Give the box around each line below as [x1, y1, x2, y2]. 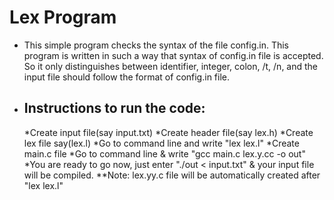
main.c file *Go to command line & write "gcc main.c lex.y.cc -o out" [23, 147, 306, 160]
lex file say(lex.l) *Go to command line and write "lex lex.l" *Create [23, 137, 300, 149]
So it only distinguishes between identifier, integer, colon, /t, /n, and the [23, 60, 319, 72]
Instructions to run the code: [23, 100, 206, 117]
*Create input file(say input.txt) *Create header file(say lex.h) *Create [23, 126, 314, 138]
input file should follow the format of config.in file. [23, 71, 230, 83]
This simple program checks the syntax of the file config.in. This [23, 39, 290, 51]
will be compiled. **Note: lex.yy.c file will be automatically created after [23, 169, 321, 181]
